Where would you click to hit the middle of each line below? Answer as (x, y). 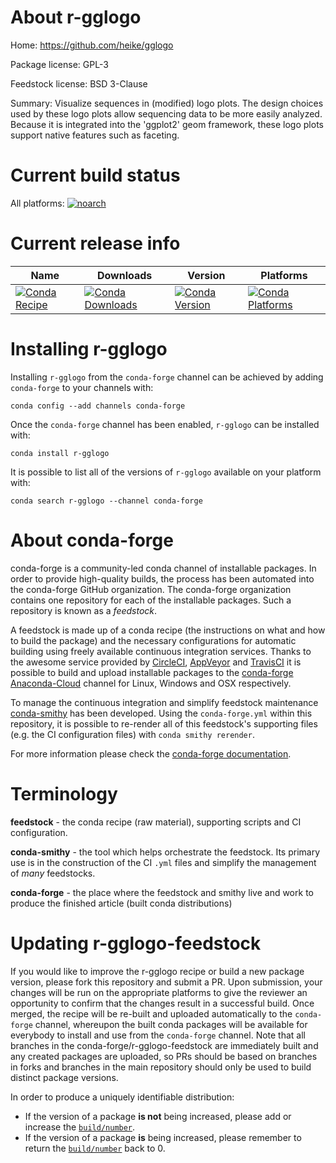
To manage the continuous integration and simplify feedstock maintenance (164, 702)
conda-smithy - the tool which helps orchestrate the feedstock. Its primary (165, 852)
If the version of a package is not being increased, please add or (158, 1116)
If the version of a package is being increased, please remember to (163, 1137)
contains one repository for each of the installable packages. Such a (151, 600)
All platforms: (37, 203)
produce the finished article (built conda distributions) (121, 903)
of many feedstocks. (53, 873)
